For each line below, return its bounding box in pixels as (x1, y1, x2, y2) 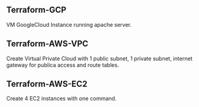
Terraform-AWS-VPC (6, 39, 89, 49)
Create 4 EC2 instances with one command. (6, 95, 117, 102)
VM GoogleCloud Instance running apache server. (6, 21, 132, 28)
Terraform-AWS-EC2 (6, 79, 88, 89)
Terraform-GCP (6, 5, 67, 15)
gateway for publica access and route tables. (6, 61, 119, 69)
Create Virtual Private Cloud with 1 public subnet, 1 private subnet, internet (6, 55, 193, 62)
